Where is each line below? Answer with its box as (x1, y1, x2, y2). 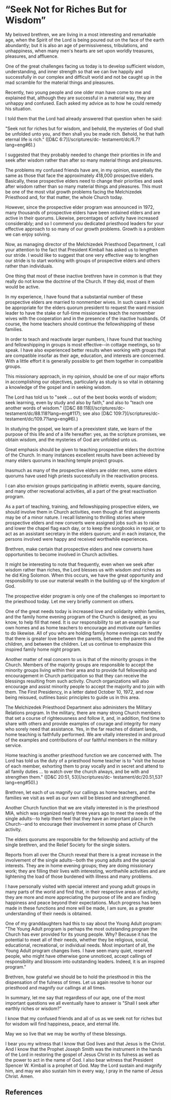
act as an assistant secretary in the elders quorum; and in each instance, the (5, 531, 166, 537)
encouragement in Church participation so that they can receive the (5, 672, 148, 678)
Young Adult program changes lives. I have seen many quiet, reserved (5, 948, 153, 954)
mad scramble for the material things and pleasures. (5, 79, 115, 85)
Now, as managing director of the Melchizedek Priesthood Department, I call (5, 241, 165, 247)
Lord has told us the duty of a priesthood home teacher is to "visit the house (5, 757, 165, 763)
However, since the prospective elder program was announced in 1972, (5, 204, 154, 210)
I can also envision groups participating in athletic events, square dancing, (5, 482, 161, 489)
